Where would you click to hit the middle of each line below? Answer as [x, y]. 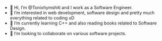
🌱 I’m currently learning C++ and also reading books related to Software [83, 23]
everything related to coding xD [42, 18]
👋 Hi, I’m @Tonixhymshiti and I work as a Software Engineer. [71, 8]
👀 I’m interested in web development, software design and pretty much [82, 13]
